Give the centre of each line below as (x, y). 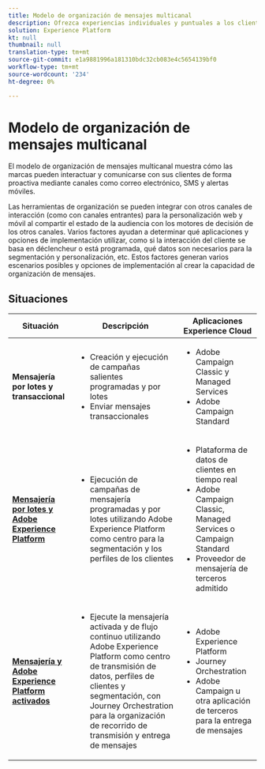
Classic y (213, 372)
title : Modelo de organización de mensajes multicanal (100, 15)
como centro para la (127, 539)
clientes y (108, 686)
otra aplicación (223, 701)
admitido (212, 588)
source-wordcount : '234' (49, 74)
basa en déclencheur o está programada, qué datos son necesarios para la (130, 249)
